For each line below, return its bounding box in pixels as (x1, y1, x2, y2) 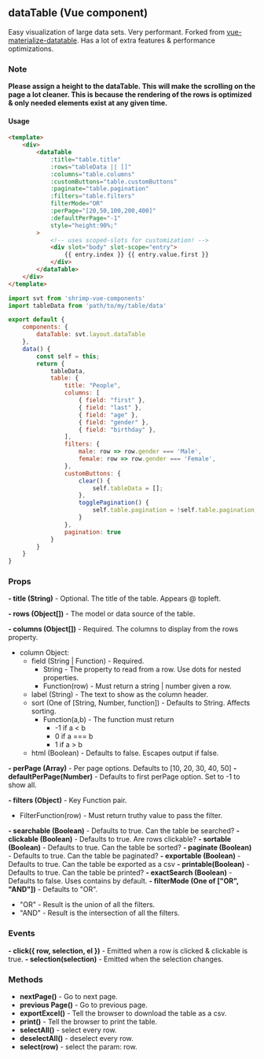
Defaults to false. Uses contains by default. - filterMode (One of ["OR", (8, 876, 240, 886)
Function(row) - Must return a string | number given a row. (42, 681, 232, 691)
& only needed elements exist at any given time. (8, 98, 167, 108)
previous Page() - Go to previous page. (19, 1000, 148, 1010)
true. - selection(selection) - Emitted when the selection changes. (8, 954, 224, 964)
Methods (8, 974, 43, 985)
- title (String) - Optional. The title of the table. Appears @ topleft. (8, 594, 222, 603)
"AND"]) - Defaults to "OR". (8, 885, 98, 894)
